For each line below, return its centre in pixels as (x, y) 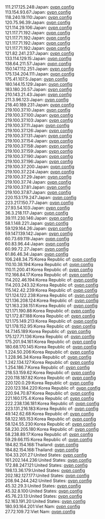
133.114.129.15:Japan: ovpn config (38, 58)
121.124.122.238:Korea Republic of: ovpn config (52, 295)
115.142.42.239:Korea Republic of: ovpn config (51, 290)
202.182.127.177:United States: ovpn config (47, 475)
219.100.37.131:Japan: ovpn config (39, 136)
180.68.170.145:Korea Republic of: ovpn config (51, 347)
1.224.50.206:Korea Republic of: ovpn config (50, 352)
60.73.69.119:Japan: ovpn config (37, 239)
